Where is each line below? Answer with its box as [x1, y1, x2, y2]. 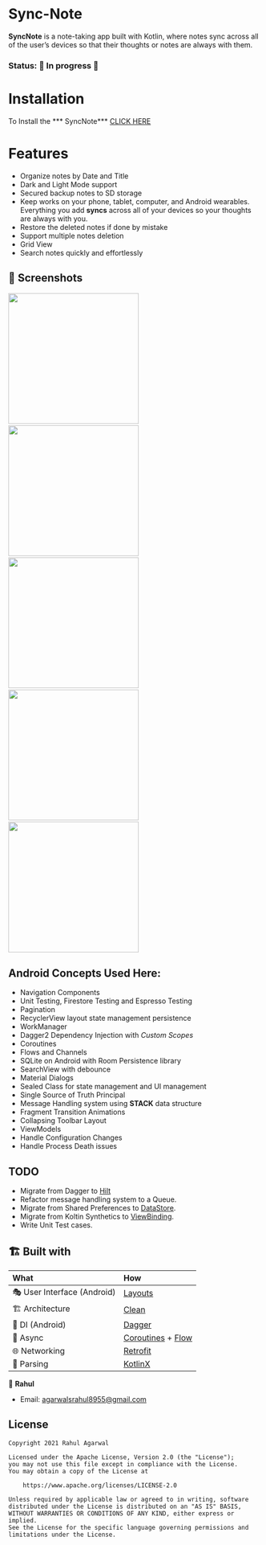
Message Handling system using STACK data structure [19, 1099, 202, 1109]
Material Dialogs [19, 1073, 75, 1083]
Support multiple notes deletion [19, 231, 124, 240]
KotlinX [123, 1358, 151, 1369]
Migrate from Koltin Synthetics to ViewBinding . [19, 1211, 175, 1222]
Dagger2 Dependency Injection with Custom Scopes [19, 1031, 194, 1040]
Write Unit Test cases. [19, 1220, 94, 1230]
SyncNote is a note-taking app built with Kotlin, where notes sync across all [8, 31, 259, 41]
